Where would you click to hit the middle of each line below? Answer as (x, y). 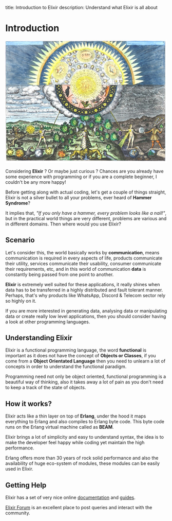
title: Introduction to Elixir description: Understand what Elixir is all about (81, 7)
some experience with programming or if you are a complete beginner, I (81, 177)
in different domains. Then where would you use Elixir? (63, 224)
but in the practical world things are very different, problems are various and (86, 218)
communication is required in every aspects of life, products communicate (84, 258)
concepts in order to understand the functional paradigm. (66, 367)
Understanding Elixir (39, 337)
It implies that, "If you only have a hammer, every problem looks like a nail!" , (86, 213)
